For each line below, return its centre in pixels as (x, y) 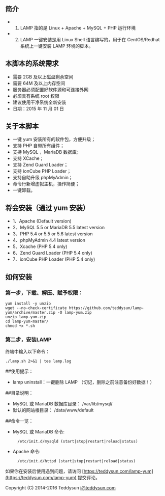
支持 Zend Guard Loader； (40, 165)
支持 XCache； (28, 158)
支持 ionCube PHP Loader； (42, 171)
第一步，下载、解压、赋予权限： (44, 293)
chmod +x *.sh (20, 326)
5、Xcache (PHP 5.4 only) (40, 246)
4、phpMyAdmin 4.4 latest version (49, 240)
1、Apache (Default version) (42, 221)
